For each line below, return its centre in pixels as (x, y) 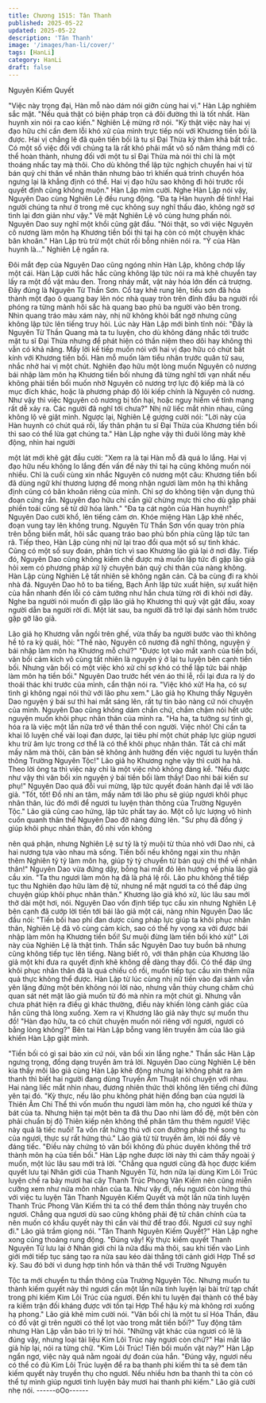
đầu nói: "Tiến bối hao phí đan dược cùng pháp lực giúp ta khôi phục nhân (129, 919)
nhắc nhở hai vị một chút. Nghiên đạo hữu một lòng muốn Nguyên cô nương (132, 366)
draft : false (30, 68)
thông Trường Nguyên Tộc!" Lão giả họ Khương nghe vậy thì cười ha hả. (125, 760)
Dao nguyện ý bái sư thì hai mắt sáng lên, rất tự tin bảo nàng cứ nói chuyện (131, 701)
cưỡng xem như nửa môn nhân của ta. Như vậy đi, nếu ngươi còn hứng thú (130, 1189)
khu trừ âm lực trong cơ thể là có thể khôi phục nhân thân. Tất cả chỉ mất (127, 743)
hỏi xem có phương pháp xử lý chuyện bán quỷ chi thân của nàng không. (127, 567)
